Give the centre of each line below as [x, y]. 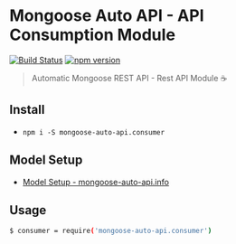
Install [27, 110]
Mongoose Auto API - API [107, 16]
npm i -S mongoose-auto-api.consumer [94, 132]
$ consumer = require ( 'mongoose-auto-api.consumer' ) [111, 231]
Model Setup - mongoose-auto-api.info [96, 182]
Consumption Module [93, 35]
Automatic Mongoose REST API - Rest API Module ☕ [129, 78]
